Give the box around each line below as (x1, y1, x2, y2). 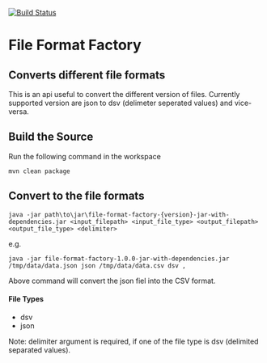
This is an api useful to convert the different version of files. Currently (8, 90, 240, 99)
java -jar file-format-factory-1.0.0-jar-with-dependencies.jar (8, 255, 230, 263)
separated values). (8, 344, 71, 355)
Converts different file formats (8, 68, 166, 82)
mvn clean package (8, 167, 70, 175)
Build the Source (8, 130, 94, 144)
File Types (8, 294, 44, 304)
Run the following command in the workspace (8, 151, 162, 161)
